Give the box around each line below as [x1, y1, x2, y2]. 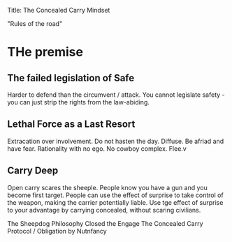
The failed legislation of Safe [7, 72, 135, 83]
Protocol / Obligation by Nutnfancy [7, 227, 107, 235]
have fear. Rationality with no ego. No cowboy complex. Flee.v [7, 144, 187, 153]
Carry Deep [7, 165, 59, 177]
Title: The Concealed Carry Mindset [7, 6, 110, 14]
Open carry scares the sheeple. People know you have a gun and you [7, 183, 208, 191]
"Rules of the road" [7, 20, 63, 27]
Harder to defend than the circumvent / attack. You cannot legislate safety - [7, 90, 225, 99]
